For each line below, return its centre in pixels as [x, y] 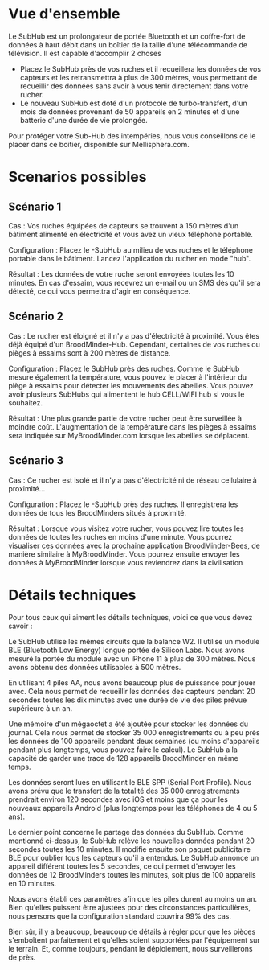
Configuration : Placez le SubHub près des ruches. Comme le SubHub [124, 368]
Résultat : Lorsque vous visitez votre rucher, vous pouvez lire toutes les [126, 528]
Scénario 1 [35, 206]
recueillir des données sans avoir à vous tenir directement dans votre [134, 86]
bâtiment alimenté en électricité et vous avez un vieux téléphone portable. [130, 234]
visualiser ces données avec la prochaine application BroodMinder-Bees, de [134, 545]
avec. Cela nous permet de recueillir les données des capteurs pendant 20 [132, 691]
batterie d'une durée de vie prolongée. [84, 120]
